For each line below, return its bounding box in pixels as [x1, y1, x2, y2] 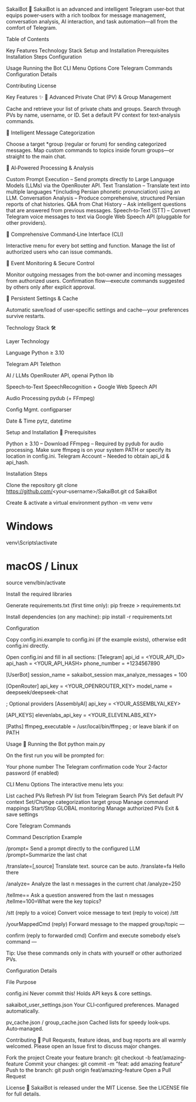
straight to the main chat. [6, 153, 67, 160]
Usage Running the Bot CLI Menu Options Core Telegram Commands [6, 65, 173, 72]
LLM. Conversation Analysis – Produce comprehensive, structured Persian [6, 194, 185, 201]
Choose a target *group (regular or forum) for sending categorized [6, 141, 167, 147]
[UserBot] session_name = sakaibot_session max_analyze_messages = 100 [6, 671, 187, 678]
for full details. [6, 1090, 41, 1097]
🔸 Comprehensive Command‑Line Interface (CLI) [6, 231, 124, 238]
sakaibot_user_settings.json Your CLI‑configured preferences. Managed [6, 1001, 180, 1008]
